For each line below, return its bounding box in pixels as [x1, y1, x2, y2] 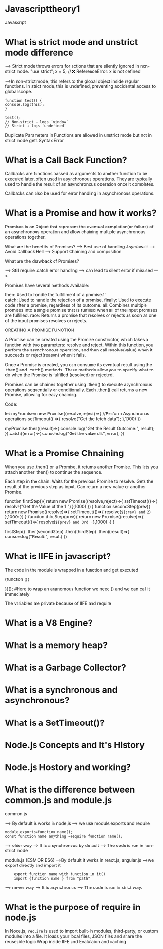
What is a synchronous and [5, 684, 118, 696]
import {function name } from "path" [14, 876, 91, 881]
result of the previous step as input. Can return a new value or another [5, 483, 146, 489]
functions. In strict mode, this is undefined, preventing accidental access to [5, 83, 156, 89]
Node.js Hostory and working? [5, 762, 131, 773]
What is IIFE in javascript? [5, 551, 111, 562]
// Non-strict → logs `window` [5, 119, 69, 124]
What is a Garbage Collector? [5, 662, 127, 673]
